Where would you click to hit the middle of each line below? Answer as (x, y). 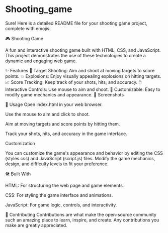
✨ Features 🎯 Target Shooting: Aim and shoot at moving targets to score (80, 70)
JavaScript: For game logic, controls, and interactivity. (61, 205)
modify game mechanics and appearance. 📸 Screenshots (65, 94)
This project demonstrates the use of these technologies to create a (75, 55)
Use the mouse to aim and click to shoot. (48, 114)
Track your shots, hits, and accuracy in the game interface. (66, 134)
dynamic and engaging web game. (41, 61)
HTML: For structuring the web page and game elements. (65, 185)
